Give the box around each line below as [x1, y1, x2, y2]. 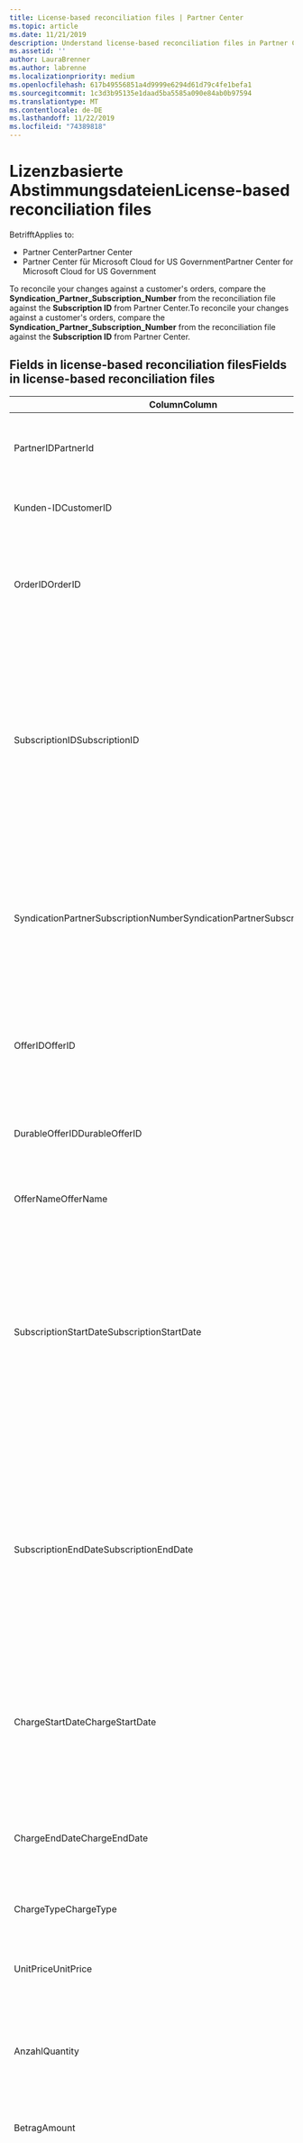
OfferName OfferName [14, 1192, 108, 1205]
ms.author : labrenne [9, 64, 87, 73]
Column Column [148, 398, 218, 410]
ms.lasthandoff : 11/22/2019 [9, 114, 115, 123]
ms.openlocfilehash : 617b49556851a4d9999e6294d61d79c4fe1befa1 [9, 80, 252, 89]
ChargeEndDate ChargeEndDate [14, 1832, 149, 1844]
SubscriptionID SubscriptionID [14, 733, 140, 746]
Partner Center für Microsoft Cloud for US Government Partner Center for [22, 256, 294, 267]
